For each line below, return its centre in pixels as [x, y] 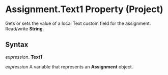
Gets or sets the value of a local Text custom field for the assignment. [78, 23]
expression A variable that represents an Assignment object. [69, 66]
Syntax [17, 45]
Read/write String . [25, 28]
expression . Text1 [24, 57]
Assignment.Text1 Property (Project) [85, 9]
